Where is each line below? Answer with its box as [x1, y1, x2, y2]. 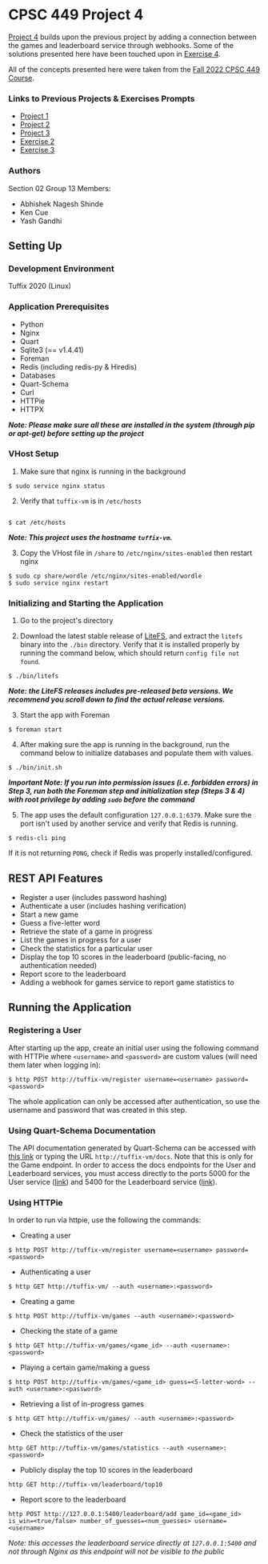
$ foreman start [8, 726, 62, 734]
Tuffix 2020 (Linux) [8, 282, 72, 291]
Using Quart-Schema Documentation [8, 1125, 156, 1136]
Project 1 [19, 111, 49, 121]
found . [19, 657, 41, 666]
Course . [8, 73, 34, 82]
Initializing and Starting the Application [8, 598, 164, 609]
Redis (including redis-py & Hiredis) [19, 362, 138, 371]
